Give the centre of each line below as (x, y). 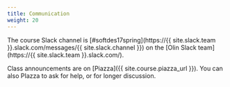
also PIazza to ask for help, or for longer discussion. (82, 76)
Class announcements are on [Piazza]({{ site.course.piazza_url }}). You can (115, 68)
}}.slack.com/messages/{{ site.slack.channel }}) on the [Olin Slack (102, 47)
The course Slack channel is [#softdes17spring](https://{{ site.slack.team (112, 40)
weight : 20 (23, 20)
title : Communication (39, 14)
